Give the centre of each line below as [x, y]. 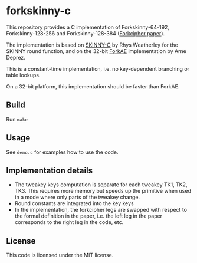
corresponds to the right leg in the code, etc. [69, 222]
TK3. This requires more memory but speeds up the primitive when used [103, 191]
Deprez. [16, 57]
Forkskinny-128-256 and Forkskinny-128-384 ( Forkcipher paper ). [86, 33]
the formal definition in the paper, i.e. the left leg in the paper [88, 216]
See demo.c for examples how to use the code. [63, 152]
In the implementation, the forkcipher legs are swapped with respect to [101, 210]
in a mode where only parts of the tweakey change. [77, 197]
